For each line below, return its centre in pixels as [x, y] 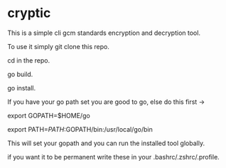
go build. [20, 74]
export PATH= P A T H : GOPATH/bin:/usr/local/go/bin [80, 129]
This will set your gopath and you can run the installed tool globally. [106, 143]
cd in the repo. [29, 60]
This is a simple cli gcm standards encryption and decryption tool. [104, 33]
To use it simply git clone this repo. [59, 46]
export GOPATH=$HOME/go [49, 115]
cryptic [29, 13]
